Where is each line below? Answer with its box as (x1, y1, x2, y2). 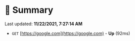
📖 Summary (4, 4, 53, 16)
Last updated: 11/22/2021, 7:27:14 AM (4, 21, 83, 27)
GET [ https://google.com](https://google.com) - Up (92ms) (11, 30, 131, 36)
